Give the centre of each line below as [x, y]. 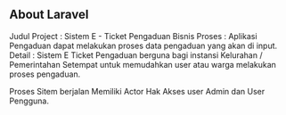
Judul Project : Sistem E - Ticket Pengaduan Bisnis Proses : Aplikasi [133, 36]
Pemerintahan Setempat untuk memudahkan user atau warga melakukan [143, 64]
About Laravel [49, 15]
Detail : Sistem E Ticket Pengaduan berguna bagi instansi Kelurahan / [136, 55]
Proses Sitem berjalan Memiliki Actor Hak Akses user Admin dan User [137, 91]
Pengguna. [29, 101]
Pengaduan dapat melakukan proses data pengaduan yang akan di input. [143, 45]
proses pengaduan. [45, 74]
